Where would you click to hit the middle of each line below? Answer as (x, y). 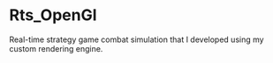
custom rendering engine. (56, 48)
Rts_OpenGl (53, 15)
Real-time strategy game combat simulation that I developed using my (136, 39)
